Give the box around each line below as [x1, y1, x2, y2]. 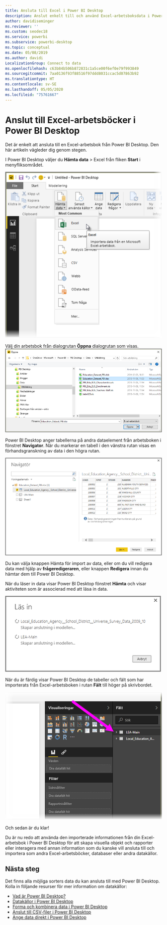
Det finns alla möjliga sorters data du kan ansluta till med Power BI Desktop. [5, 878, 160, 884]
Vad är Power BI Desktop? [12, 893, 66, 899]
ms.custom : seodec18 [5, 29, 48, 34]
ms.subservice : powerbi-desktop [5, 40, 72, 45]
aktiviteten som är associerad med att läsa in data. [5, 586, 108, 592]
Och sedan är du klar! [5, 825, 50, 831]
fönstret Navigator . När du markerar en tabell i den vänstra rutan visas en [5, 442, 156, 449]
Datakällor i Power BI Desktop [12, 898, 74, 904]
